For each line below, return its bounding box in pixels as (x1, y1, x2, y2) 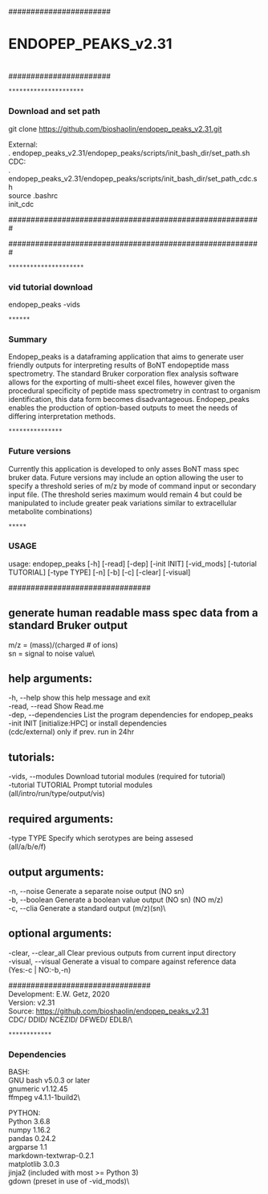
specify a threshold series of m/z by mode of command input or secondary (8, 481, 257, 490)
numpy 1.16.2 (8, 1125, 51, 1135)
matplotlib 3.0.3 (8, 1159, 60, 1169)
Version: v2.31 (8, 997, 55, 1007)
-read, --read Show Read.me (8, 701, 104, 711)
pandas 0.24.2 (8, 1134, 56, 1143)
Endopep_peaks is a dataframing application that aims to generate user (8, 352, 244, 362)
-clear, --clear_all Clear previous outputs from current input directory (8, 948, 237, 957)
